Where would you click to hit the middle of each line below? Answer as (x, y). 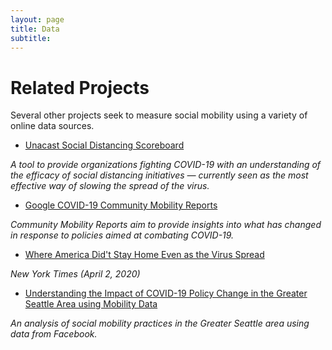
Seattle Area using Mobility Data (91, 304)
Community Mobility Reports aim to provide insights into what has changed (166, 225)
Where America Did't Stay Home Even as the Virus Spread (144, 255)
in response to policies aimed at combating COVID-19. (122, 235)
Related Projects (80, 87)
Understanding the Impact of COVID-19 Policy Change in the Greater (166, 293)
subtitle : (31, 38)
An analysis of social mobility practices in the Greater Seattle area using (160, 323)
